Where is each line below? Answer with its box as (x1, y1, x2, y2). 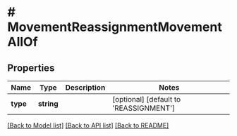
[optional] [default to (111, 95, 181, 104)
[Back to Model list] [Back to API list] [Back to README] (7, 121, 169, 130)
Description (65, 83, 106, 92)
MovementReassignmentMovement (7, 19, 222, 35)
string (37, 99, 59, 109)
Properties (7, 62, 55, 74)
